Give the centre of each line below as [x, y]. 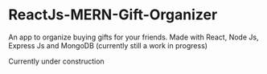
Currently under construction [56, 61]
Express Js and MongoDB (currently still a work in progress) [108, 45]
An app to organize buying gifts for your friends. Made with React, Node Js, [133, 37]
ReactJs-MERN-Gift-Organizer [113, 15]
